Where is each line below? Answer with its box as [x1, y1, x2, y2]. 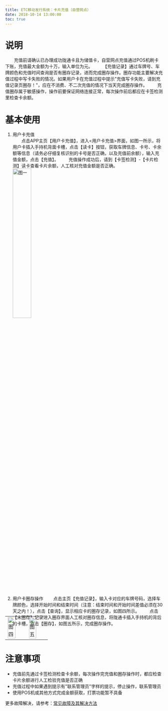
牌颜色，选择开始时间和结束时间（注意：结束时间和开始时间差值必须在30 [12, 602, 163, 608]
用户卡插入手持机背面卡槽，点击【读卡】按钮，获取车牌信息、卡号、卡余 [12, 144, 161, 150]
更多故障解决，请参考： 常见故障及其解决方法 [5, 700, 97, 706]
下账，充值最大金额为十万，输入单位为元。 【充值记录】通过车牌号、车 [5, 63, 160, 69]
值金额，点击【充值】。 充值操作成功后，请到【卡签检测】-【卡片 [12, 156, 154, 162]
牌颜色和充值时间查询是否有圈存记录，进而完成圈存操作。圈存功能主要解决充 [5, 69, 163, 75]
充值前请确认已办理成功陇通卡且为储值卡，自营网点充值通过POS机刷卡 [14, 57, 159, 63]
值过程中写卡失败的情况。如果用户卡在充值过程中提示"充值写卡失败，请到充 [5, 76, 161, 82]
